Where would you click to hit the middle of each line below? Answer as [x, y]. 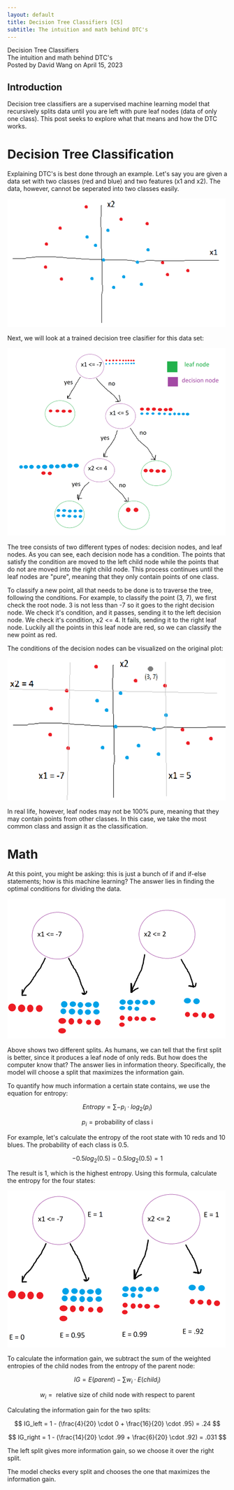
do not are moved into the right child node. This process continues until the [115, 569]
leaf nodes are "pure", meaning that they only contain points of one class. [113, 577]
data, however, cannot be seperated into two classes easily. [93, 189]
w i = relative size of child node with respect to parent [117, 1396]
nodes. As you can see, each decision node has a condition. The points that [116, 554]
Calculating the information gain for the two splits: [79, 1410]
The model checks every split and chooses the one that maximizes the [109, 1472]
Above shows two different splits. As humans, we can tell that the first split [115, 1050]
